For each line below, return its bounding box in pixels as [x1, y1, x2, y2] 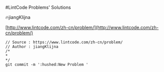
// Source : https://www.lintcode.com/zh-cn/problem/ [5, 40, 123, 45]
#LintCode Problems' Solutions [5, 5, 71, 10]
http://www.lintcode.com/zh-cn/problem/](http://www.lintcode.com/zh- [7, 25, 159, 30]
